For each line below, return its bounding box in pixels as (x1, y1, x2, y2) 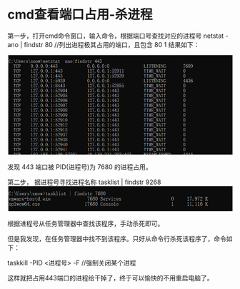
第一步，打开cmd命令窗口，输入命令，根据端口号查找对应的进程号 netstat (7, 31, 224, 40)
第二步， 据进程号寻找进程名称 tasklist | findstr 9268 (7, 178, 161, 186)
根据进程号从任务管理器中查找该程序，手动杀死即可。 (7, 219, 164, 228)
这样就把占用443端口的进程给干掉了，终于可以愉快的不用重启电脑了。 (7, 273, 214, 282)
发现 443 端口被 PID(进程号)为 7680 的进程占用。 (7, 163, 152, 171)
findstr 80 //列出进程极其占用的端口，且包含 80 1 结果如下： (24, 40, 200, 49)
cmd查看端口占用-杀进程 (7, 6, 153, 23)
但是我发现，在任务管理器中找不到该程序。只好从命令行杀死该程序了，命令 (7, 234, 226, 243)
